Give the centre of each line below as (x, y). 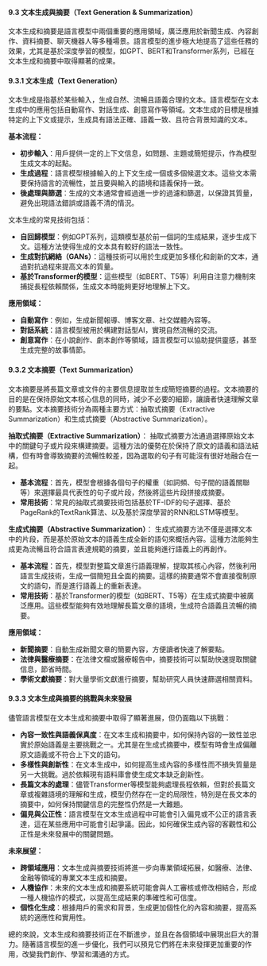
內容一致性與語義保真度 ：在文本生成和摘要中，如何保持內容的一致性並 (135, 734)
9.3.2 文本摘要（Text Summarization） (73, 370)
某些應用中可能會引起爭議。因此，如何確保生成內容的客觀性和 (149, 824)
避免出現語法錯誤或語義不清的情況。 (79, 203)
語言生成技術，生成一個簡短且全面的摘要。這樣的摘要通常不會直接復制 (135, 575)
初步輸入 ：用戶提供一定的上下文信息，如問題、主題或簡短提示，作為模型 (138, 153)
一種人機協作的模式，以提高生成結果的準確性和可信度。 (110, 897)
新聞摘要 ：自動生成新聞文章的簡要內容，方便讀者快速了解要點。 (124, 649)
